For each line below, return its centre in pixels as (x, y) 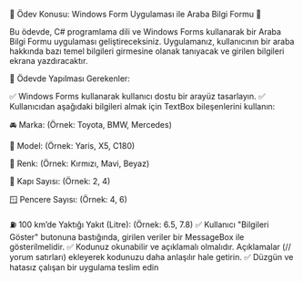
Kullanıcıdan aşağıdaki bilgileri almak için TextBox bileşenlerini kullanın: (142, 106)
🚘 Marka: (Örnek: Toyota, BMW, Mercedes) (91, 125)
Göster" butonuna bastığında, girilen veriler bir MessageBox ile (127, 237)
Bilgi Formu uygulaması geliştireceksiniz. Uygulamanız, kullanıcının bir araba (152, 42)
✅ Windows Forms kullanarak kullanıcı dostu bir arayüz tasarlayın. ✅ (137, 96)
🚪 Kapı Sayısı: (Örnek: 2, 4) (60, 181)
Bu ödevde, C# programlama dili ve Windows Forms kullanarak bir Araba (146, 31)
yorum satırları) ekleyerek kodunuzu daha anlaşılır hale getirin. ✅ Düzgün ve (151, 257)
